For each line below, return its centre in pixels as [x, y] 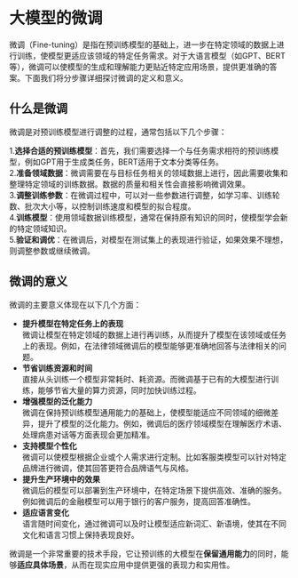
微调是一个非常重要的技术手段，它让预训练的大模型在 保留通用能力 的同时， [145, 553]
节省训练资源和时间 [57, 368]
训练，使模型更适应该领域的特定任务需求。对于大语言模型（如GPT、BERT [151, 55]
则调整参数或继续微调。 [52, 251]
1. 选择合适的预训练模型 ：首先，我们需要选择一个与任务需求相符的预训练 [140, 150]
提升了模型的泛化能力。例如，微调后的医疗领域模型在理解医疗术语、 [162, 423]
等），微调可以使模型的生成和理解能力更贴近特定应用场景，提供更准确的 [139, 67]
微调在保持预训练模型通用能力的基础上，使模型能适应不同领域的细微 [146, 412]
